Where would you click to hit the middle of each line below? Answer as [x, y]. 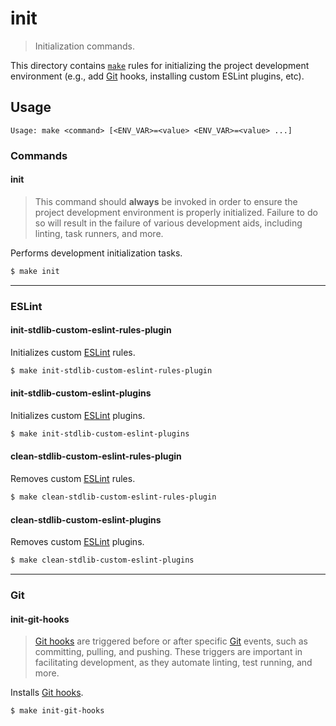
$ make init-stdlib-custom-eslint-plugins [100, 433]
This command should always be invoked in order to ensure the [166, 201]
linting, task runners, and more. [99, 233]
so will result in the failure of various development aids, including [168, 223]
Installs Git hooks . [47, 693]
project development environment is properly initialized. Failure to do [176, 212]
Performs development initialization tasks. [96, 253]
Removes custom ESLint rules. [73, 479]
